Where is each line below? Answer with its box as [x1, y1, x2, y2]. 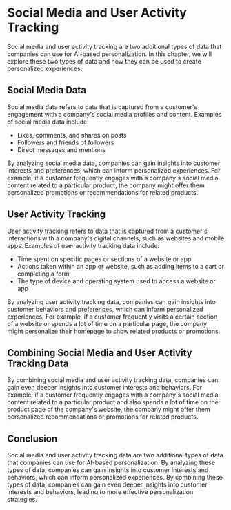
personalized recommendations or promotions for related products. [7, 413, 199, 421]
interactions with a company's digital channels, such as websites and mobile [7, 234, 225, 243]
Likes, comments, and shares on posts [17, 131, 127, 139]
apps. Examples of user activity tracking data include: [7, 241, 160, 249]
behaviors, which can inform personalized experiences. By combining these [7, 473, 223, 482]
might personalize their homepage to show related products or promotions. [7, 327, 221, 335]
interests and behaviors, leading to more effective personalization [7, 488, 194, 496]
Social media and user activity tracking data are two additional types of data [7, 451, 223, 460]
